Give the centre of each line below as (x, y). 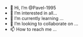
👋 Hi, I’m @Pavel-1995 (33, 8)
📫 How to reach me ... (33, 29)
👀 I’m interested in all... (33, 13)
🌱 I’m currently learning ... (37, 18)
